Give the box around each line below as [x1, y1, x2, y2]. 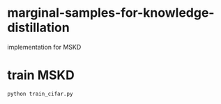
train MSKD [7, 68, 75, 83]
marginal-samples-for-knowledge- [7, 5, 215, 21]
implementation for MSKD [7, 43, 82, 51]
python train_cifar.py [7, 90, 73, 97]
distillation [7, 20, 70, 36]
